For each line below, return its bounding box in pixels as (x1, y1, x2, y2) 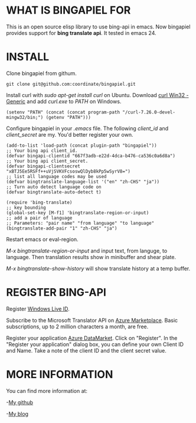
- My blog (6, 410, 28, 417)
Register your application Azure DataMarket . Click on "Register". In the (6, 334, 178, 341)
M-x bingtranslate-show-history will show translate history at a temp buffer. (6, 264, 191, 272)
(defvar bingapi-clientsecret (6, 163, 81, 169)
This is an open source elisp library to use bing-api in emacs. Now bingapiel (6, 23, 191, 30)
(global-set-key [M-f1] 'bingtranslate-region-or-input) (6, 209, 149, 216)
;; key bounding (6, 205, 46, 211)
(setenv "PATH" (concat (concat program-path (6, 109, 120, 115)
